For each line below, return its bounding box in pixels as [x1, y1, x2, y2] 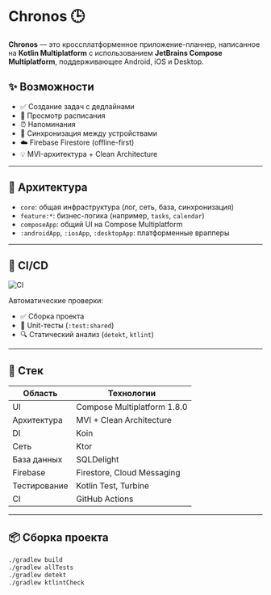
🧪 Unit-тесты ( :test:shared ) [19, 321, 115, 331]
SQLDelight [76, 454, 119, 466]
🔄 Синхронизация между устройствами [19, 128, 158, 138]
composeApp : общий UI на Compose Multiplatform [19, 219, 183, 229]
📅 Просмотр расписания [19, 111, 106, 120]
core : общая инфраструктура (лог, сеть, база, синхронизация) [19, 202, 234, 212]
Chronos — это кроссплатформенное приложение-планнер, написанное [8, 39, 261, 49]
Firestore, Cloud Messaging [76, 467, 181, 479]
